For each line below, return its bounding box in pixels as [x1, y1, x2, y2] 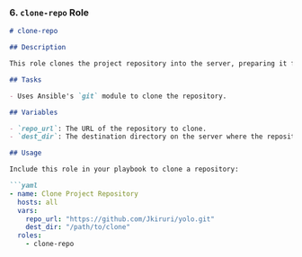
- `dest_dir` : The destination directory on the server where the [9, 132, 263, 141]
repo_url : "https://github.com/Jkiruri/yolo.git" [25, 214, 216, 224]
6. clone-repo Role [9, 6, 90, 19]
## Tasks [9, 75, 42, 84]
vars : [17, 206, 39, 215]
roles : [17, 231, 42, 240]
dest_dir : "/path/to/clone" [25, 223, 130, 232]
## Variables [9, 108, 58, 117]
